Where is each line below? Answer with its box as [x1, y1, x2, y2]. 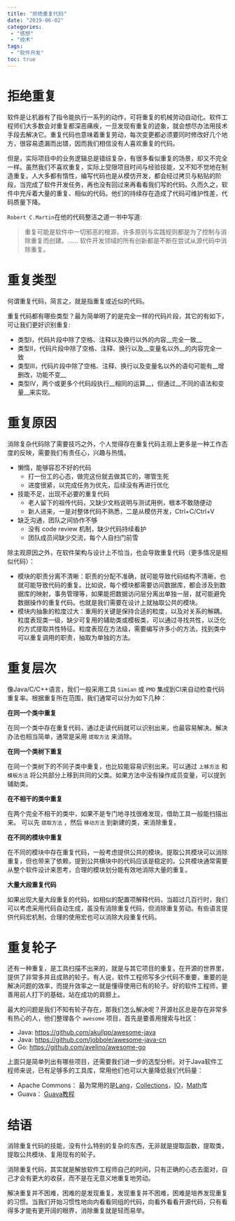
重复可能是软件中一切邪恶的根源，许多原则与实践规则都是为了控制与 [24, 227, 221, 236]
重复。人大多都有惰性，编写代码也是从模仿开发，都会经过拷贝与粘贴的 [13, 171, 215, 179]
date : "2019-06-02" [7, 17, 64, 24]
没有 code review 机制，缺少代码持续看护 [27, 524, 147, 533]
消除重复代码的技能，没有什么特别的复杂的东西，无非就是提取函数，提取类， [7, 1142, 228, 1150]
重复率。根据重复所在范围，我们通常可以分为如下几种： [7, 693, 166, 702]
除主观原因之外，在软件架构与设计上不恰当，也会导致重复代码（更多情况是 [7, 548, 222, 557]
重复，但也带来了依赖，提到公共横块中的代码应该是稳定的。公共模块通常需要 [7, 857, 228, 865]
